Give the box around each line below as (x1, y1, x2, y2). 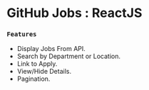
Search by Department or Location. (16, 52, 120, 61)
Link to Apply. (16, 60, 58, 68)
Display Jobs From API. (16, 45, 86, 53)
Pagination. (16, 74, 51, 83)
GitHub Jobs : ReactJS (6, 5, 143, 21)
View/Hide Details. (16, 67, 72, 76)
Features (6, 30, 37, 38)
